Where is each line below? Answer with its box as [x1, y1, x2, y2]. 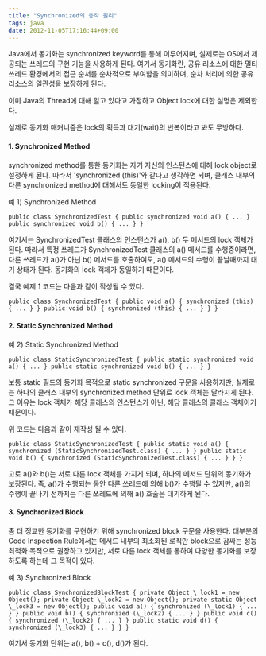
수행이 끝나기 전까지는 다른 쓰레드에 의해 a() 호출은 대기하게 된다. [8, 488, 210, 498]
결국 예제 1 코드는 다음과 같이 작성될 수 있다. [8, 281, 145, 291]
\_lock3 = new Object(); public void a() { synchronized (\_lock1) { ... [8, 602, 258, 611]
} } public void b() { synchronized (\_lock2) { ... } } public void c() [8, 609, 258, 617]
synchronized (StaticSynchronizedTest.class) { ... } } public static [8, 447, 247, 455]
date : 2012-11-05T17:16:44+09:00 [8, 26, 119, 34]
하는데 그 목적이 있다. [29, 556, 95, 565]
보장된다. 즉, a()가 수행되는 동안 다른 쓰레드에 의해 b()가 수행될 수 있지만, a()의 [8, 479, 251, 488]
